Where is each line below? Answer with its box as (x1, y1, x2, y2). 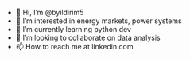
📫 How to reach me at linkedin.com (15, 42, 134, 51)
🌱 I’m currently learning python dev (15, 25, 131, 33)
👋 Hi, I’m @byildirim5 (15, 8, 84, 17)
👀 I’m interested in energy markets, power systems (15, 16, 182, 26)
